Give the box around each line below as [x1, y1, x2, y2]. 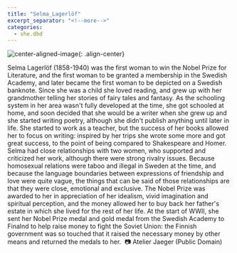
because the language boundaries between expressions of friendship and [7, 169, 224, 178]
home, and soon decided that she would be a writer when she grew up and [7, 109, 228, 117]
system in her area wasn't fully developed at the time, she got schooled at [7, 101, 224, 110]
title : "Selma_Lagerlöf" [7, 10, 81, 18]
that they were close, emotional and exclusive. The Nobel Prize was [7, 184, 206, 193]
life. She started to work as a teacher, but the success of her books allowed [7, 124, 229, 132]
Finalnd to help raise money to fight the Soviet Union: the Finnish [7, 222, 197, 231]
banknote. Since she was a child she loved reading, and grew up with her [7, 86, 222, 95]
